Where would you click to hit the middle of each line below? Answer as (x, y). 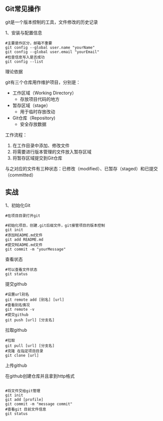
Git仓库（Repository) (34, 118)
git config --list (24, 62)
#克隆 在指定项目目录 (24, 351)
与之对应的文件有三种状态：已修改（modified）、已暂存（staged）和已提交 (82, 168)
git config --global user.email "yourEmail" (52, 52)
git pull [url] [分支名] (30, 346)
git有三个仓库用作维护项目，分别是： (43, 82)
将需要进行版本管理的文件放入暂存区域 (52, 151)
